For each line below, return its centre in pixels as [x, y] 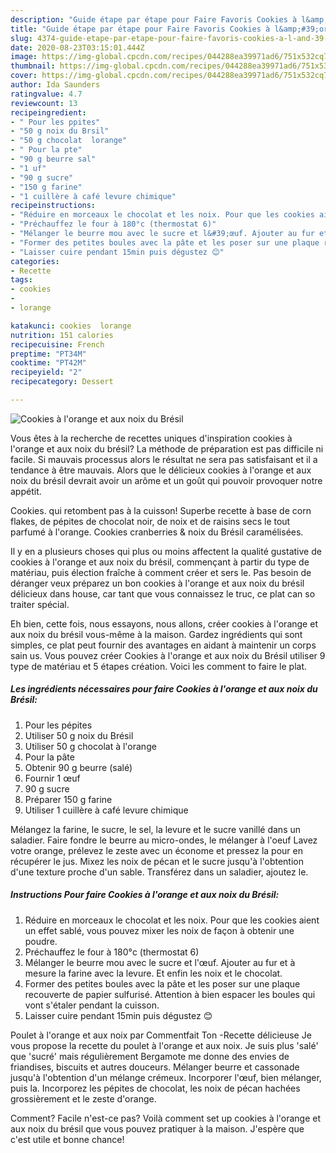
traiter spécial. [40, 604]
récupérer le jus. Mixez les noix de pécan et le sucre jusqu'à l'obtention [157, 861]
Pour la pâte [49, 757]
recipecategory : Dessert [62, 382]
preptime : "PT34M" [48, 354]
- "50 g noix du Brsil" [60, 131]
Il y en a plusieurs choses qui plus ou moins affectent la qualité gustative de [166, 551]
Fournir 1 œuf [52, 778]
